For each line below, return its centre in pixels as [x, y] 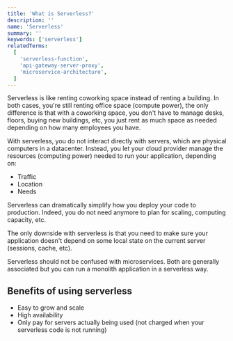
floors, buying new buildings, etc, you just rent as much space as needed [112, 120]
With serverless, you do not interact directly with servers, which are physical [117, 141]
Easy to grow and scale [51, 308]
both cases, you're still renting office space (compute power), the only [108, 106]
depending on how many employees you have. [74, 128]
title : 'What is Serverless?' [51, 14]
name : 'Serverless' [35, 26]
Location [30, 184]
